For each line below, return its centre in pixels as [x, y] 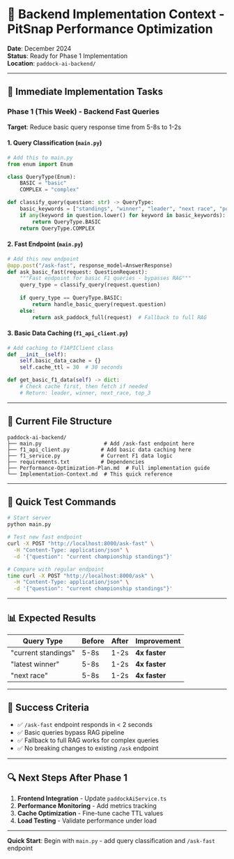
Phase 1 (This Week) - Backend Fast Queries [84, 112]
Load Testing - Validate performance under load [87, 821]
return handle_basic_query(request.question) [100, 304]
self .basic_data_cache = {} [60, 361]
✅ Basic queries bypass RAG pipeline [71, 732]
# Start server [29, 518]
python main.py [29, 524]
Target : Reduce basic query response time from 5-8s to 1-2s [94, 127]
